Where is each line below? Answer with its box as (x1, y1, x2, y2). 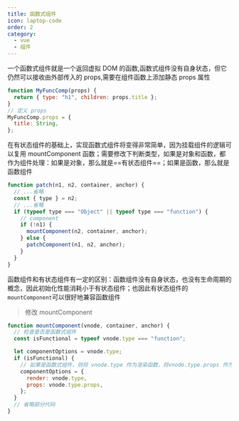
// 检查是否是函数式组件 (14, 328, 77, 336)
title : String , (14, 120, 59, 128)
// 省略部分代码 (14, 401, 55, 408)
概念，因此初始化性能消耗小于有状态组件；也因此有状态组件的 (7, 284, 188, 292)
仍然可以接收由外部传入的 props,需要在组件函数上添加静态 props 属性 (7, 73, 211, 81)
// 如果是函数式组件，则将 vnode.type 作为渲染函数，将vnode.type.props (20, 361, 220, 368)
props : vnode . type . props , (26, 381, 103, 388)
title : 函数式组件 (7, 10, 57, 18)
